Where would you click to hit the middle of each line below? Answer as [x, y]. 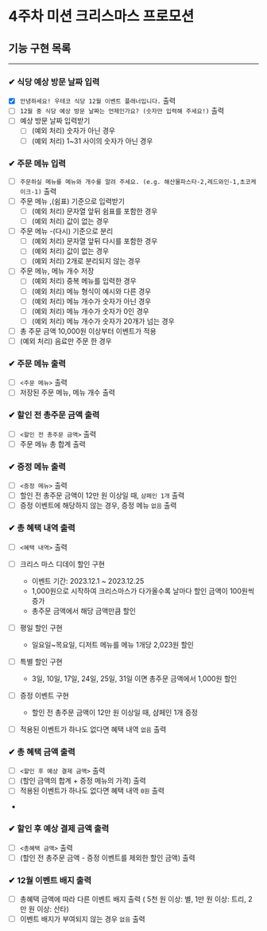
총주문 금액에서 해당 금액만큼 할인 [84, 611]
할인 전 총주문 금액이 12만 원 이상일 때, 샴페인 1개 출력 [102, 495]
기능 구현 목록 [40, 48]
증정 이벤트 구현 [44, 695]
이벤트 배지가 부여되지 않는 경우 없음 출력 [82, 919]
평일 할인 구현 [41, 628]
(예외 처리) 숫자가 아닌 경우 [74, 131]
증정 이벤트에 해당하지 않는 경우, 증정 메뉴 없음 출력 [98, 506]
